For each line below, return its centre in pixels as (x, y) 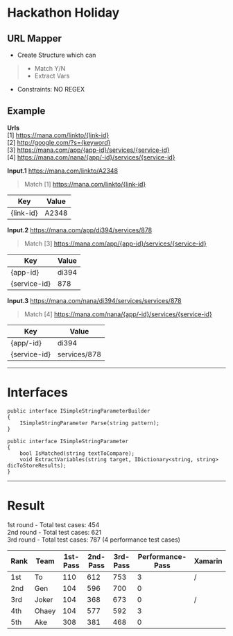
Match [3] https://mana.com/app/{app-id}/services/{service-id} (115, 243)
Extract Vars (52, 76)
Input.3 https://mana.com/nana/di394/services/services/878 (94, 300)
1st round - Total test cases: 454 (53, 524)
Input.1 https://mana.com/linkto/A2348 (63, 171)
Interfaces (37, 393)
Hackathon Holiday (63, 13)
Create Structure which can (57, 55)
